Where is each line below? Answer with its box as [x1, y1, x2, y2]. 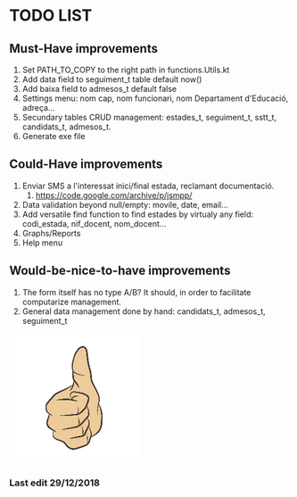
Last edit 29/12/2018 [9, 476, 101, 489]
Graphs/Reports [21, 228, 81, 238]
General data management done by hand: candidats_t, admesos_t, [21, 305, 266, 317]
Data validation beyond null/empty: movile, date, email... [21, 199, 229, 210]
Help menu [21, 237, 63, 248]
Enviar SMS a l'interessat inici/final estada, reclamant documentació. [21, 180, 275, 191]
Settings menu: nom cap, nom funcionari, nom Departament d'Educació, [21, 93, 289, 104]
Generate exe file [21, 131, 86, 141]
